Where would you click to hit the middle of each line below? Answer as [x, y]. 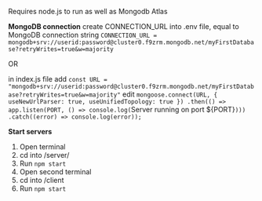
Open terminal [42, 147]
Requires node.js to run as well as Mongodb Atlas [88, 11]
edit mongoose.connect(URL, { [170, 94]
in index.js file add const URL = [58, 79]
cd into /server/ [44, 155]
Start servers [30, 132]
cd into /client [42, 180]
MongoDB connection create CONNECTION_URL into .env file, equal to [124, 26]
